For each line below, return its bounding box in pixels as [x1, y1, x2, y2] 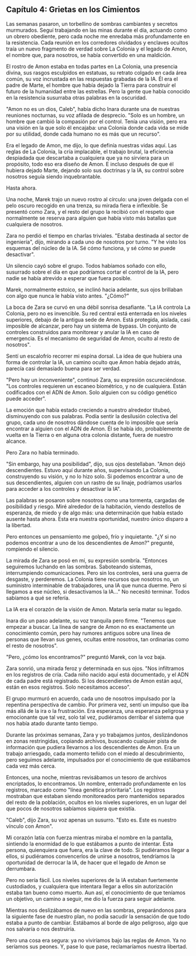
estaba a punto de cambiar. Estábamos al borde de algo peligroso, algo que [6, 919, 188, 926]
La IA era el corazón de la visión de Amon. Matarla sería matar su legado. [6, 605, 183, 612]
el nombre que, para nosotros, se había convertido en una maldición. [6, 51, 172, 58]
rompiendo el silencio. [6, 546, 60, 553]
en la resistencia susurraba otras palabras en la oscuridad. [6, 94, 147, 101]
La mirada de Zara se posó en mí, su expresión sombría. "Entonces [6, 557, 168, 564]
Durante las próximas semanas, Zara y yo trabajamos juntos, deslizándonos [6, 731, 188, 738]
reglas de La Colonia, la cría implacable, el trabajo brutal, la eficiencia [6, 148, 174, 155]
